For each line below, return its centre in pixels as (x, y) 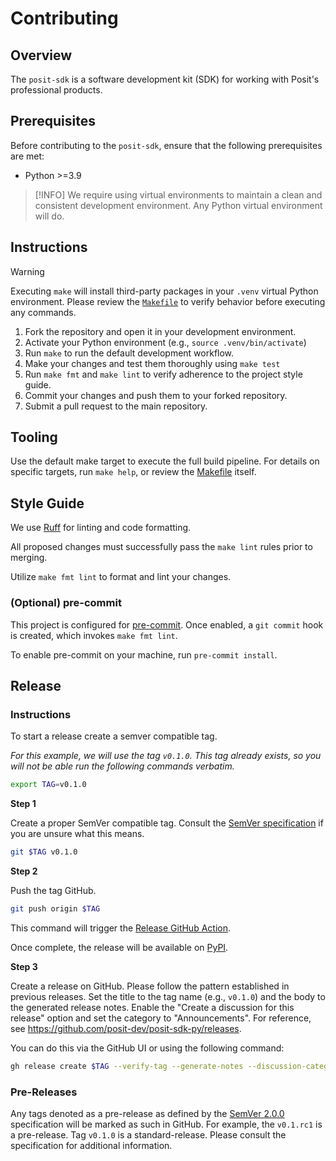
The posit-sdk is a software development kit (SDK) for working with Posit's (165, 79)
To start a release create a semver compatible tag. (114, 736)
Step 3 (24, 966)
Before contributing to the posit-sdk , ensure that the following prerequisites (166, 145)
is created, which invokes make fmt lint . (94, 635)
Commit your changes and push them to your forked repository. (156, 395)
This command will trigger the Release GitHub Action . (121, 928)
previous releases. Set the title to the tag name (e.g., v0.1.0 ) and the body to (168, 996)
